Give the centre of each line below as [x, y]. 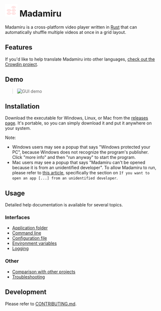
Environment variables [34, 243]
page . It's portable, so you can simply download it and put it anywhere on [78, 123]
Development [26, 292]
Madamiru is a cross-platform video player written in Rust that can [71, 27]
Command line [26, 233]
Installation [22, 106]
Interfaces [17, 218]
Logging [20, 249]
